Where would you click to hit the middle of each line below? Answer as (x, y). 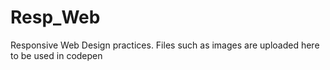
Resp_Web (55, 17)
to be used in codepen (56, 55)
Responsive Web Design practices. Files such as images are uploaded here (165, 45)
